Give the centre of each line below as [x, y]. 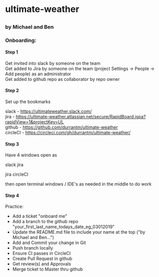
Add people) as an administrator [38, 74]
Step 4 [12, 195]
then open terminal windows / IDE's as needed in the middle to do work [79, 184]
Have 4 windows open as [31, 155]
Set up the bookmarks [28, 101]
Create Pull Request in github [42, 259]
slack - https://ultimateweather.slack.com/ [49, 111]
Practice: [14, 207]
